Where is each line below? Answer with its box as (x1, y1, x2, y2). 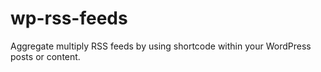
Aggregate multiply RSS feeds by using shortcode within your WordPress (10, 40, 312, 52)
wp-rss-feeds (10, 7, 128, 30)
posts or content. (10, 50, 81, 62)
